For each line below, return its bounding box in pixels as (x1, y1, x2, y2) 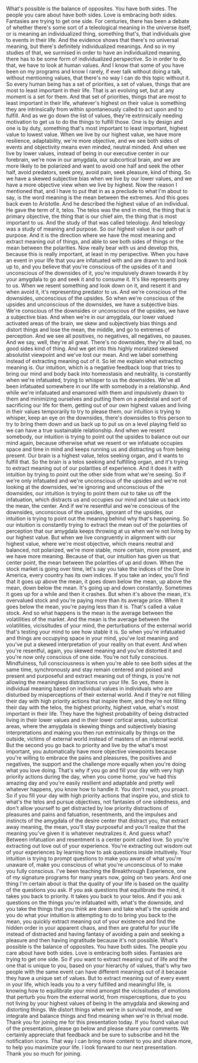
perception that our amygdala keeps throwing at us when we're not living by (6, 527, 191, 534)
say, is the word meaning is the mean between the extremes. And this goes (6, 194, 189, 201)
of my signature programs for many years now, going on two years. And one (6, 874, 192, 881)
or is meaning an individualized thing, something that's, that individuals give (6, 30, 191, 37)
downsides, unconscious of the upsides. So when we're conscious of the (6, 294, 184, 302)
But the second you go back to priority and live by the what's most (6, 742, 168, 748)
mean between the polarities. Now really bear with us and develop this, (6, 244, 179, 251)
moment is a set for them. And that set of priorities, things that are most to (6, 93, 187, 100)
